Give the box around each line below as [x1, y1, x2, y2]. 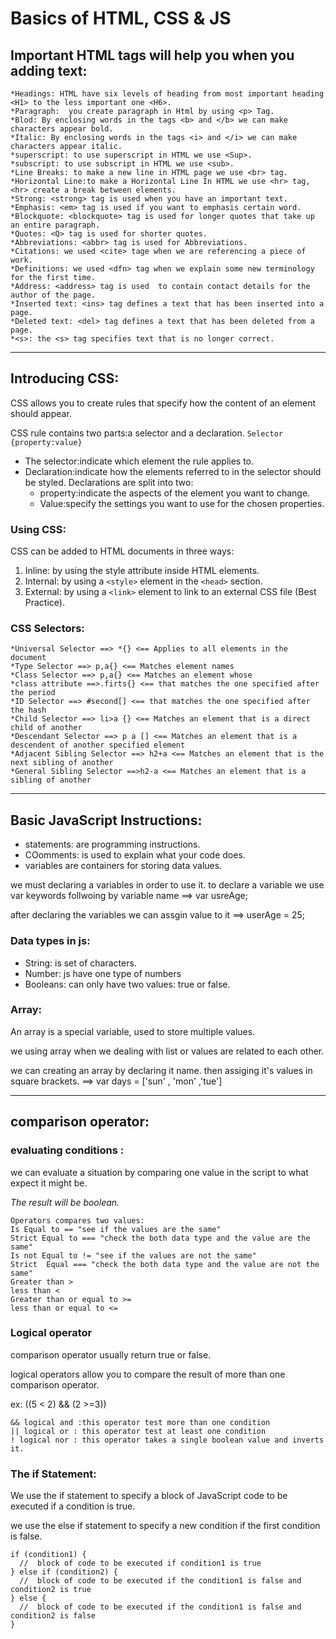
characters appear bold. [10, 124, 114, 134]
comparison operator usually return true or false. [10, 1348, 212, 1361]
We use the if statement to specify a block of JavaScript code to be [10, 1490, 288, 1502]
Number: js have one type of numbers [24, 967, 182, 979]
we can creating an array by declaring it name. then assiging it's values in [10, 1064, 313, 1076]
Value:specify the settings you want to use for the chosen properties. [39, 497, 325, 509]
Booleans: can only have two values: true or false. [24, 978, 231, 990]
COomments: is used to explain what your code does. [24, 849, 246, 861]
